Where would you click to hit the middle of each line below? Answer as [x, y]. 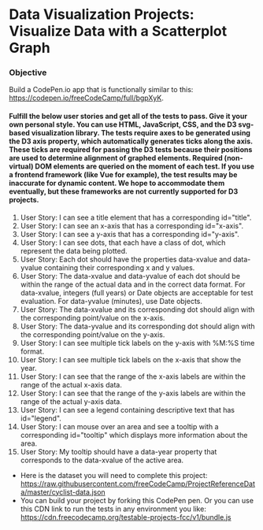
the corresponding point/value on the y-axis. [93, 334]
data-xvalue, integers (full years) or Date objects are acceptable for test [137, 292]
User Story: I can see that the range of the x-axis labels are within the [133, 376]
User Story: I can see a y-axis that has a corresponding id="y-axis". [130, 234]
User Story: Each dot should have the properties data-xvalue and [126, 259]
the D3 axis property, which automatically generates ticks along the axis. [131, 141]
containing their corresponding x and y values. [119, 267]
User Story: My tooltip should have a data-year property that [119, 451]
